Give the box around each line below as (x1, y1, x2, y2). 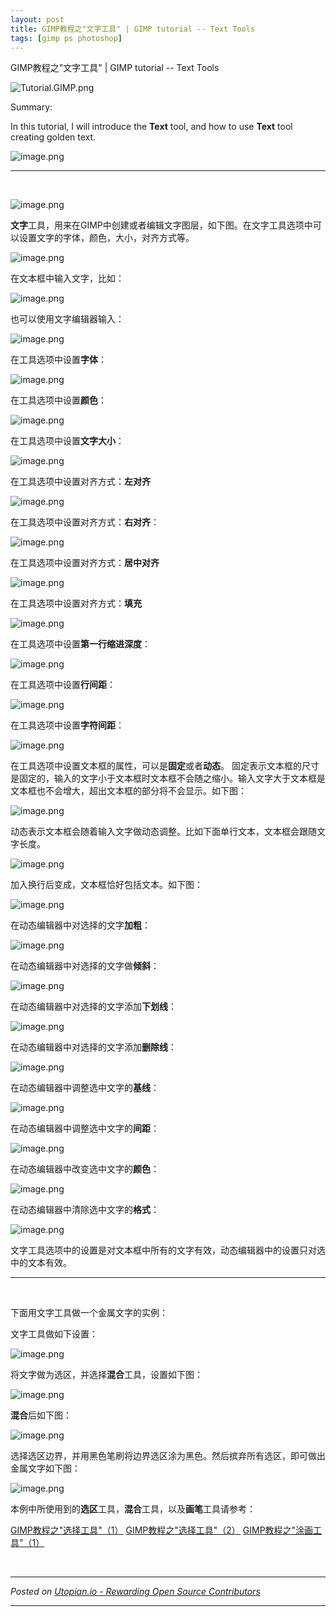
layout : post (10, 14, 65, 25)
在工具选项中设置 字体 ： (10, 354, 107, 366)
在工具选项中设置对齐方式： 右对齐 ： (10, 516, 160, 528)
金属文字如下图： (10, 1462, 81, 1475)
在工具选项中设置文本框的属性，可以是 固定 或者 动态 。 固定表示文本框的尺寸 (10, 760, 320, 772)
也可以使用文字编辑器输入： (10, 313, 125, 325)
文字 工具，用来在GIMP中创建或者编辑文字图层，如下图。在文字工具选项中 (10, 219, 313, 231)
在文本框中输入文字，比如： (10, 272, 125, 285)
